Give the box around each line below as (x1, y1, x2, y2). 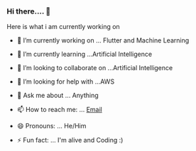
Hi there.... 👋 (6, 6, 51, 16)
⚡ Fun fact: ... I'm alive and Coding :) (16, 136, 124, 145)
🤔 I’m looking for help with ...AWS (16, 77, 115, 86)
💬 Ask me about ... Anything (16, 91, 99, 100)
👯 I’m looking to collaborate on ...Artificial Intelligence (16, 64, 173, 72)
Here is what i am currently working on (6, 23, 120, 31)
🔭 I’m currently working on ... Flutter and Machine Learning (16, 36, 190, 45)
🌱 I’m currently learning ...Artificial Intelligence (16, 50, 153, 59)
